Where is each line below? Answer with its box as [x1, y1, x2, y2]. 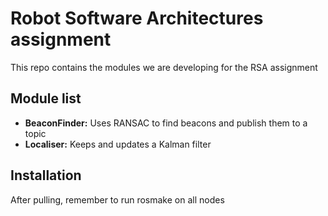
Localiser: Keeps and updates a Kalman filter [24, 138, 212, 150]
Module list [10, 90, 82, 107]
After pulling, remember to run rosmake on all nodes [10, 193, 225, 206]
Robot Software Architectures [10, 7, 264, 30]
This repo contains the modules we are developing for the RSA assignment [10, 61, 318, 73]
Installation [10, 167, 82, 184]
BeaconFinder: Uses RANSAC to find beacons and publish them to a [24, 117, 308, 129]
